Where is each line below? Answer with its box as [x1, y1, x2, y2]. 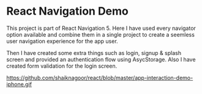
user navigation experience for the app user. [6, 37, 118, 45]
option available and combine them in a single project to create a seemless [6, 31, 195, 38]
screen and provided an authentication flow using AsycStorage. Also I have [6, 56, 196, 63]
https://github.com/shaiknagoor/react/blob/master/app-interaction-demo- [6, 74, 193, 81]
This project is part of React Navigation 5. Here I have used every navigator [6, 24, 196, 32]
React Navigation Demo [6, 4, 129, 18]
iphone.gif [6, 81, 32, 88]
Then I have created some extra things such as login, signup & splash [6, 49, 182, 56]
